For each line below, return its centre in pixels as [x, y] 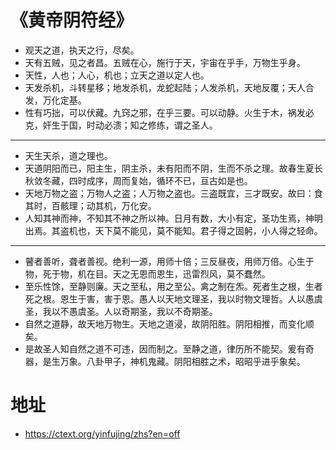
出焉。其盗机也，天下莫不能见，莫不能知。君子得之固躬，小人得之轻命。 [173, 230]
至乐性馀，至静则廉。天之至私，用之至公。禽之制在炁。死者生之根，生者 [173, 286]
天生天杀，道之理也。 [68, 155]
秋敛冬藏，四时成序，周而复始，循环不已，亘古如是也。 [138, 180]
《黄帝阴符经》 [72, 20]
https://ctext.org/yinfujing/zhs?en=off [102, 433]
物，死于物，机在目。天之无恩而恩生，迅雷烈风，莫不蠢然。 [147, 273]
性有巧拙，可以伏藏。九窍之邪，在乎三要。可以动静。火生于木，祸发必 [169, 112]
